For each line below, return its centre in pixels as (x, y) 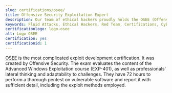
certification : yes (26, 39)
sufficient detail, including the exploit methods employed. (66, 85)
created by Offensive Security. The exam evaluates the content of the (79, 63)
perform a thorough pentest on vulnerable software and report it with (78, 79)
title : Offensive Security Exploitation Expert (57, 15)
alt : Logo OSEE (21, 34)
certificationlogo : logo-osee (38, 29)
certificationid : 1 (26, 43)
